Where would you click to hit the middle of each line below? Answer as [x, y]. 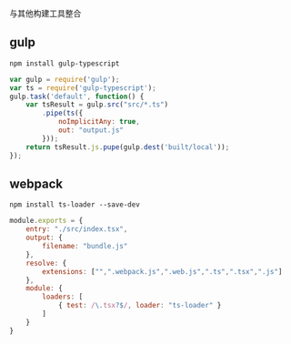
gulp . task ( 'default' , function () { [77, 96]
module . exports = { [46, 221]
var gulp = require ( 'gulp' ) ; [65, 79]
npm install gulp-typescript [65, 63]
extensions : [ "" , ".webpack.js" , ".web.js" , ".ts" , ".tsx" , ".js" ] [162, 271]
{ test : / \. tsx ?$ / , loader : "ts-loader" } [140, 306]
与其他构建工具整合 [45, 13]
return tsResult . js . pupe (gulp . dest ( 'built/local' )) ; [128, 147]
